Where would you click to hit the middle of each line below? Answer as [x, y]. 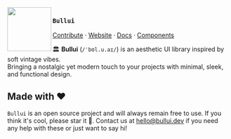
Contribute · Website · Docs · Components [113, 35]
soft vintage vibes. [34, 60]
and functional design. [40, 74]
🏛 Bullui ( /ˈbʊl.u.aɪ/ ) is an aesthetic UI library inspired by [138, 49]
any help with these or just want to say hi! [67, 128]
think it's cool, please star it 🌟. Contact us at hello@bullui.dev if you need [113, 121]
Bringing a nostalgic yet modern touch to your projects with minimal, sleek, [115, 67]
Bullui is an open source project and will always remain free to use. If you [114, 113]
